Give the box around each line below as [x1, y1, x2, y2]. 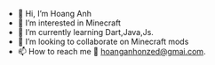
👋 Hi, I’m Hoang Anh [17, 9, 92, 18]
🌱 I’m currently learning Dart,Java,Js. [17, 27, 154, 37]
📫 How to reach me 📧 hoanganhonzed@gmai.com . [17, 47, 206, 56]
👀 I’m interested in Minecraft [17, 18, 122, 28]
